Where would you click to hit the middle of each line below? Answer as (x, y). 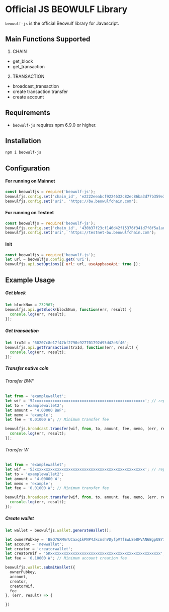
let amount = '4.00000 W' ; (33, 479)
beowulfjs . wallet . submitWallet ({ (40, 568)
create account (28, 97)
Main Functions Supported (48, 39)
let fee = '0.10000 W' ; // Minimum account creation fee (66, 558)
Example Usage (30, 280)
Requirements (28, 113)
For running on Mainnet (30, 181)
